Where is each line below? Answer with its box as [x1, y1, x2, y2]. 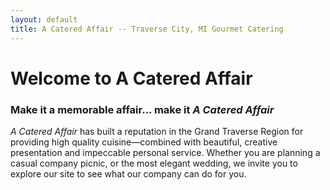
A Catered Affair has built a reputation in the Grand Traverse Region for [10, 125, 304, 137]
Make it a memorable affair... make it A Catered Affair [10, 102, 275, 116]
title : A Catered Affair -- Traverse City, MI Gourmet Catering [10, 24, 284, 34]
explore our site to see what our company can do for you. [10, 167, 247, 180]
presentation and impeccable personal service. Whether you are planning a [10, 146, 321, 158]
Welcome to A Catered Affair [10, 67, 253, 90]
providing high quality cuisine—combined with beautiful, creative [10, 136, 278, 148]
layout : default [10, 14, 78, 25]
